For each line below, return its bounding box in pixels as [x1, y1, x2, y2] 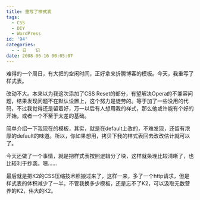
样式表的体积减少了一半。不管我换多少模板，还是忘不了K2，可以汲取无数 [6, 179, 185, 187]
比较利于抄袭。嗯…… [6, 160, 58, 167]
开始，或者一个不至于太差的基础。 [6, 112, 90, 119]
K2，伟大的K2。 [16, 187, 57, 194]
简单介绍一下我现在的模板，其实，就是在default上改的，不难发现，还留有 [6, 125, 186, 132]
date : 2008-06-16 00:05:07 [6, 53, 73, 59]
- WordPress [11, 31, 42, 37]
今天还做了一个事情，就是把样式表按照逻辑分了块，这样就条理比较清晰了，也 [6, 152, 194, 159]
